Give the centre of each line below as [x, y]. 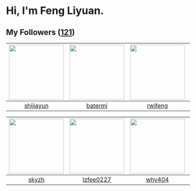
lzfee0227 [97, 180]
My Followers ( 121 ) [41, 32]
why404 [157, 180]
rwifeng [157, 106]
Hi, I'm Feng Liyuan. [55, 11]
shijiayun [36, 106]
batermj [97, 106]
